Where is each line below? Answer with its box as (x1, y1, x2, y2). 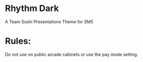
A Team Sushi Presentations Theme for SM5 (5, 19, 94, 25)
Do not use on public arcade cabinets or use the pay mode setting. (5, 51, 138, 57)
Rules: (5, 36, 32, 47)
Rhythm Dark (5, 3, 59, 14)
